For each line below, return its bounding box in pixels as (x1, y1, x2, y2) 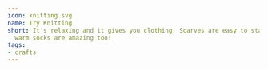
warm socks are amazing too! (14, 33, 112, 42)
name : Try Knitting (7, 19, 73, 27)
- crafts (7, 48, 37, 56)
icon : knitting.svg (7, 11, 73, 20)
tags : (7, 41, 26, 49)
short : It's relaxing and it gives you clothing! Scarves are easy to (7, 26, 248, 34)
